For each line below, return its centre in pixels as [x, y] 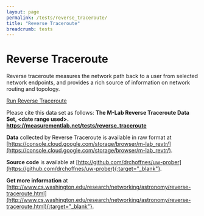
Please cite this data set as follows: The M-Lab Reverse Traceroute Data [98, 113]
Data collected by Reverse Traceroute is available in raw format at [89, 137]
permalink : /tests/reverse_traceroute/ [57, 18]
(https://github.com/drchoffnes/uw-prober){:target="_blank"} [83, 169]
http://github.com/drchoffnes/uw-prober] [129, 162]
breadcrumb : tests [30, 29]
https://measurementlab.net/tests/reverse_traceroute [76, 126]
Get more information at [37, 181]
